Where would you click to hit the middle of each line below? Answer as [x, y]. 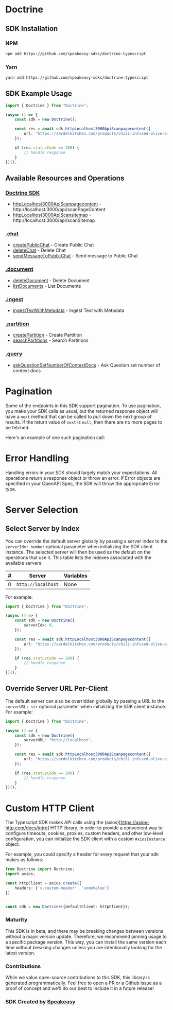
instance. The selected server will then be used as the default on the [78, 552]
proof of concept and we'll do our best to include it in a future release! [80, 988]
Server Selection [42, 509]
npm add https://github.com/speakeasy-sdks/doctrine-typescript [76, 54]
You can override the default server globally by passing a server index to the [86, 541]
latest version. [20, 953]
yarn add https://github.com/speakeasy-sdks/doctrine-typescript [77, 78]
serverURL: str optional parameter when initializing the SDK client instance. [86, 706]
